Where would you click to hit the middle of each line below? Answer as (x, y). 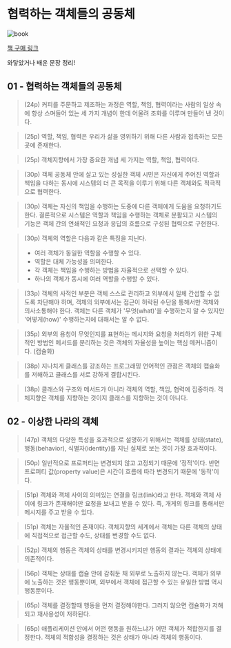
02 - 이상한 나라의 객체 (53, 422)
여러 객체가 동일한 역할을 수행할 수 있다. (88, 253)
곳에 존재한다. (43, 145)
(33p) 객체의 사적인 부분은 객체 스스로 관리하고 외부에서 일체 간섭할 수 (118, 293)
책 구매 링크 (23, 48)
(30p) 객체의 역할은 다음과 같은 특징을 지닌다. (85, 238)
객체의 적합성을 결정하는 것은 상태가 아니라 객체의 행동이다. (123, 637)
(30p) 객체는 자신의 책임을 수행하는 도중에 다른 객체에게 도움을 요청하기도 (123, 206)
